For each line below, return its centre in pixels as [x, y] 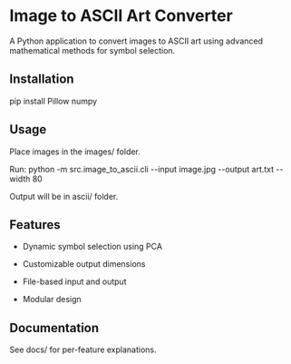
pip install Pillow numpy [53, 101]
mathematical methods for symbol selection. [92, 50]
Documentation [54, 328]
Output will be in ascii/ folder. [64, 196]
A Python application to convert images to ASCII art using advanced [136, 41]
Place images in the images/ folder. [75, 152]
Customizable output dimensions [84, 264]
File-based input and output [74, 281]
